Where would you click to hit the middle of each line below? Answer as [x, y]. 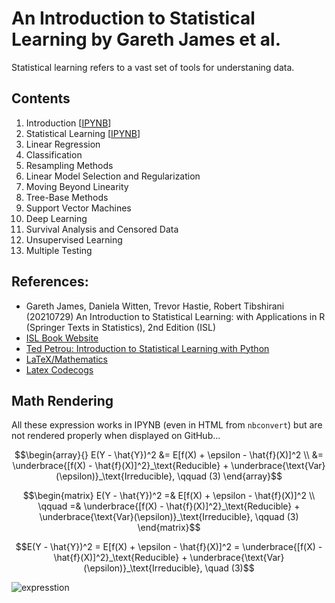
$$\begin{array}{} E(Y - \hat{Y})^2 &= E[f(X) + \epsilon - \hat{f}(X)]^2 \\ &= [169, 455]
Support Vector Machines [78, 208]
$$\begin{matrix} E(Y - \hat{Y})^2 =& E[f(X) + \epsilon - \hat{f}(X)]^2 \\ [169, 496]
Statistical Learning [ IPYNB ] [83, 133]
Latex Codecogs [59, 369]
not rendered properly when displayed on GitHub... [116, 436]
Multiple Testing [59, 250]
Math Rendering [62, 400]
